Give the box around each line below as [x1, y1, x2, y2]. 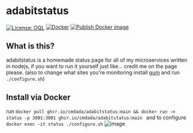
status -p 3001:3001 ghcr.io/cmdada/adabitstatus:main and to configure [6, 114, 187, 121]
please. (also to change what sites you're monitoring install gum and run [6, 69, 180, 76]
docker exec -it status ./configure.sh [6, 121, 104, 127]
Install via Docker [6, 92, 71, 102]
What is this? [6, 41, 55, 51]
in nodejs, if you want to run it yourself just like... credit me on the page [6, 63, 177, 70]
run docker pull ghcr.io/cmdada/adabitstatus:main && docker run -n [6, 108, 175, 115]
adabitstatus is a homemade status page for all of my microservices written [6, 57, 188, 64]
